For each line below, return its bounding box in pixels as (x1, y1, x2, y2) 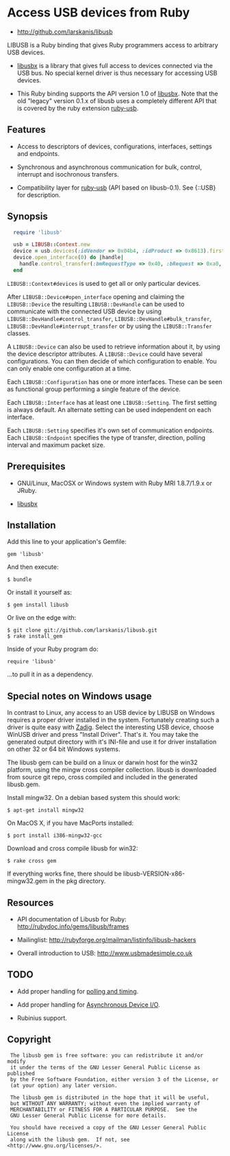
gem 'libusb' (7, 551, 44, 558)
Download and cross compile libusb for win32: (7, 844, 138, 853)
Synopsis (7, 211, 48, 223)
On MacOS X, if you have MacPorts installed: (7, 819, 134, 827)
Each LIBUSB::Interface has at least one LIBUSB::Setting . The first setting (7, 398, 217, 406)
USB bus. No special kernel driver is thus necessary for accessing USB (16, 69, 218, 77)
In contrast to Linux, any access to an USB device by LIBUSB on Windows (7, 709, 216, 717)
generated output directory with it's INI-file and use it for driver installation (7, 737, 217, 746)
